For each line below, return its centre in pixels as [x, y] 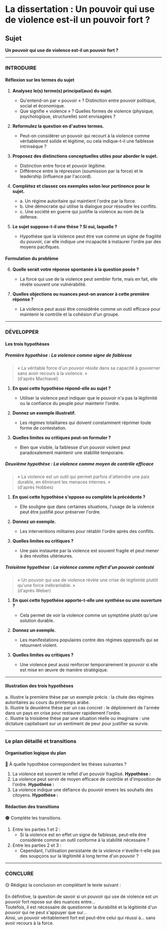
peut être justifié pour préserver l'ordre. [60, 512]
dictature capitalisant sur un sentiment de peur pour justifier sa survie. [77, 723]
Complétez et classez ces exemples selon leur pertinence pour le [81, 186]
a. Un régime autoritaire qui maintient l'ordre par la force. [78, 201]
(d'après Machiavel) [38, 379]
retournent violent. [39, 645]
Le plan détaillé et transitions [41, 741]
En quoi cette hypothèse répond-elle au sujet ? [61, 388]
